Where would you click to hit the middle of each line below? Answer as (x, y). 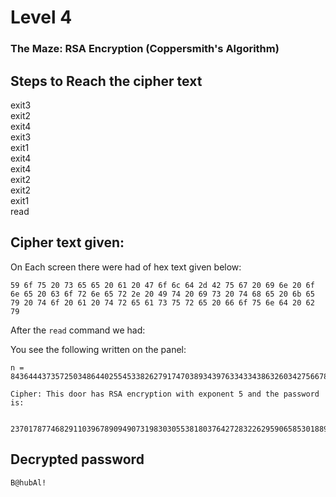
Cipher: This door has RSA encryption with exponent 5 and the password (165, 394)
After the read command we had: (78, 330)
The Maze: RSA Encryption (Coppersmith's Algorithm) (145, 49)
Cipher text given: (67, 242)
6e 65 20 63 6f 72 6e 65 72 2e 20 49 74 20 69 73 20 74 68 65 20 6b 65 (162, 294)
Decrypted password (77, 459)
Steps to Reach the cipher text (106, 81)
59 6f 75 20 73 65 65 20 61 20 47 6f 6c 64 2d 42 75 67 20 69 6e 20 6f (162, 285)
